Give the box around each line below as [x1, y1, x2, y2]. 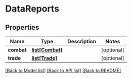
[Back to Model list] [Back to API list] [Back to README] [5, 67, 121, 73]
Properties [5, 23, 39, 32]
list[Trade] [31, 55, 58, 61]
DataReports [5, 3, 60, 15]
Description [67, 38, 97, 45]
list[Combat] [31, 46, 63, 53]
